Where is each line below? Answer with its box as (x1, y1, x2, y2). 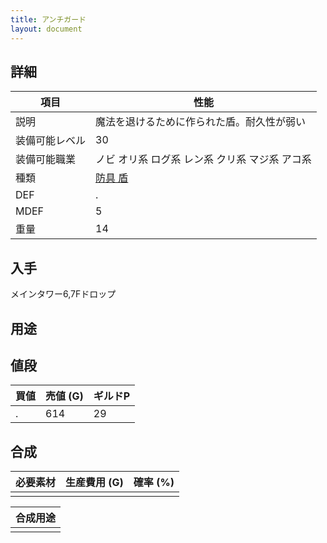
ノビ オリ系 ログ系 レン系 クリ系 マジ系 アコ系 (95, 152, 312, 166)
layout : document (10, 24, 83, 34)
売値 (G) (45, 389, 84, 403)
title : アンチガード (10, 14, 87, 25)
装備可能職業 (15, 152, 77, 166)
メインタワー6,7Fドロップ (10, 288, 117, 300)
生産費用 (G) (65, 476, 124, 490)
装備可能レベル (15, 134, 87, 148)
